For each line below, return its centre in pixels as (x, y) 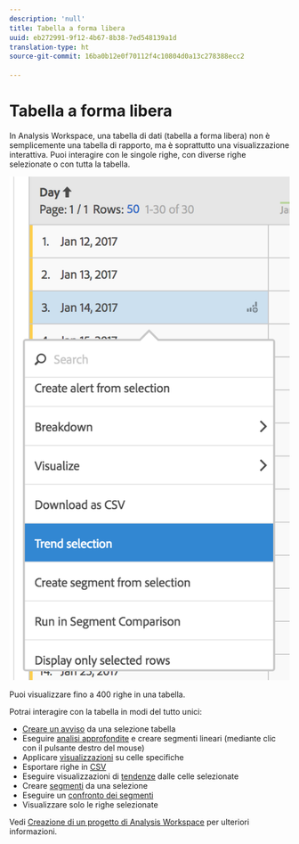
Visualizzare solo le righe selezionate (90, 804)
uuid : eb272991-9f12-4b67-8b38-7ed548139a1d (93, 37)
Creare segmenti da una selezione (85, 785)
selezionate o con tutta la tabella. (70, 164)
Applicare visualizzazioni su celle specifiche (103, 757)
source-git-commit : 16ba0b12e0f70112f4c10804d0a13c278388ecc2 (127, 57)
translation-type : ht (49, 47)
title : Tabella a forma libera (67, 28)
